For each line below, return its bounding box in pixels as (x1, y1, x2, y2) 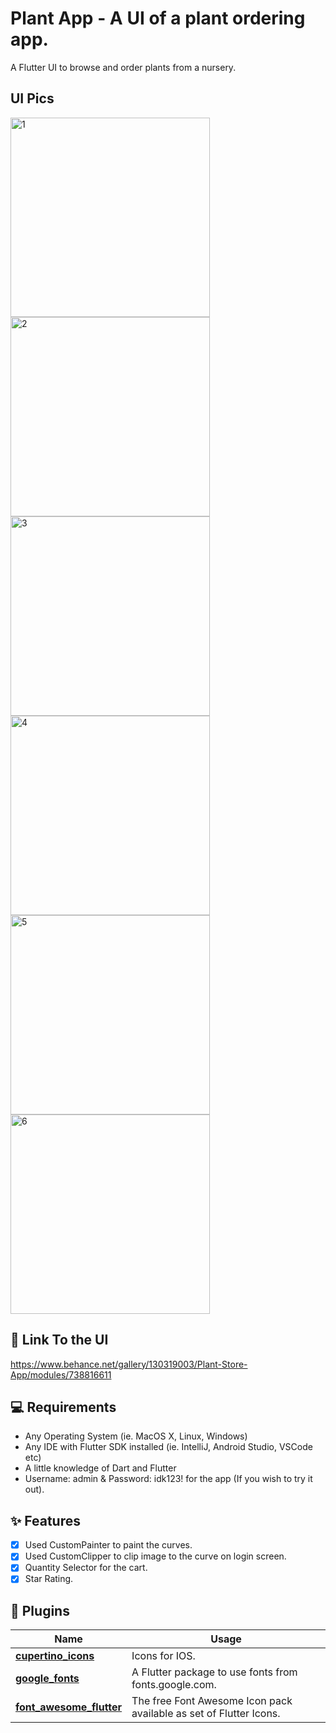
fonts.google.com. (131, 1678, 217, 1692)
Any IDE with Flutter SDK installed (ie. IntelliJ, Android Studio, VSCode (24, 1441, 313, 1453)
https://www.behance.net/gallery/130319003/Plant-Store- (10, 1358, 248, 1370)
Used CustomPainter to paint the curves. (24, 1539, 193, 1551)
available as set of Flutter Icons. (131, 1707, 281, 1721)
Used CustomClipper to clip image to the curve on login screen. (24, 1550, 287, 1562)
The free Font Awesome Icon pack (131, 1694, 293, 1708)
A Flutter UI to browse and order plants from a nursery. (10, 61, 237, 73)
